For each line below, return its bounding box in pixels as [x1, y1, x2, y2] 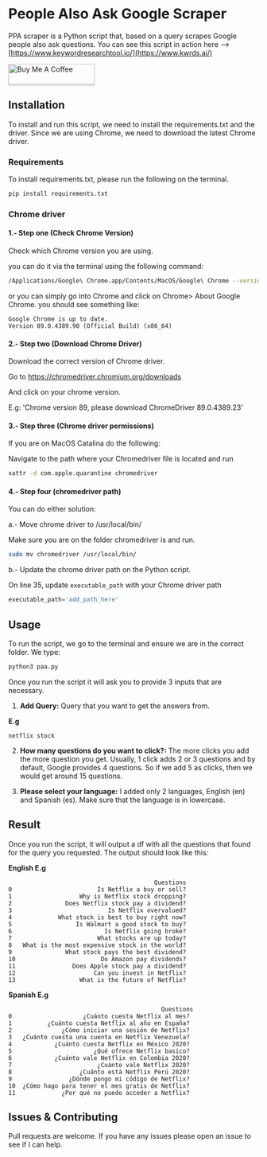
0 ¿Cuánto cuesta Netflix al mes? [8, 1012, 191, 1020]
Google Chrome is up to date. [8, 315, 109, 323]
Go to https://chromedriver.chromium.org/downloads [8, 372, 181, 382]
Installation [8, 99, 65, 112]
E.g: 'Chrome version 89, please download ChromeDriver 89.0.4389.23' [8, 403, 244, 412]
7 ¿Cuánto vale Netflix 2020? [8, 1061, 191, 1069]
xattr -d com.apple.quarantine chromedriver [8, 469, 158, 477]
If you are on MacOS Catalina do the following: [8, 438, 161, 448]
